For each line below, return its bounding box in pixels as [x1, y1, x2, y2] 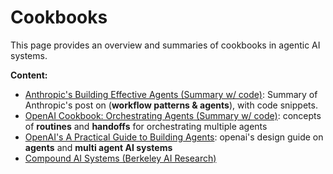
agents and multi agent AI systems [24, 141, 173, 153]
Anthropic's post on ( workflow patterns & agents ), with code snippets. [24, 99, 318, 111]
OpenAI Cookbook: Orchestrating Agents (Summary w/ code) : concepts [24, 109, 322, 121]
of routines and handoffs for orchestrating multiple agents [24, 120, 268, 132]
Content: [10, 69, 48, 81]
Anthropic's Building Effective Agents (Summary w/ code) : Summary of [24, 88, 318, 100]
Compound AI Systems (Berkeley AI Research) [24, 152, 217, 164]
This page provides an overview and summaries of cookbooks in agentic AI [10, 39, 321, 51]
